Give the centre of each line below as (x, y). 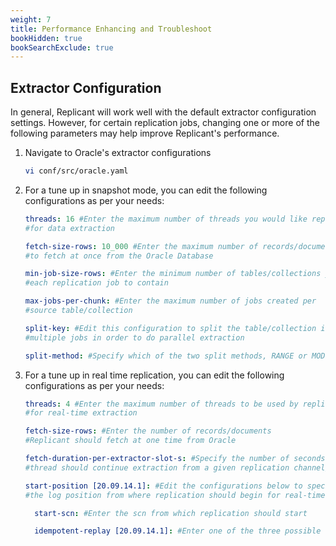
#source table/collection (78, 311)
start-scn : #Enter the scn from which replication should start (171, 513)
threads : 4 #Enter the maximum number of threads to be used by (161, 404)
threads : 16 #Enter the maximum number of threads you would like (166, 219)
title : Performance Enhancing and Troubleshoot (111, 29)
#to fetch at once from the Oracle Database (119, 256)
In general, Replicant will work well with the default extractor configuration (163, 112)
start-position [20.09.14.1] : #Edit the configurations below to (163, 486)
